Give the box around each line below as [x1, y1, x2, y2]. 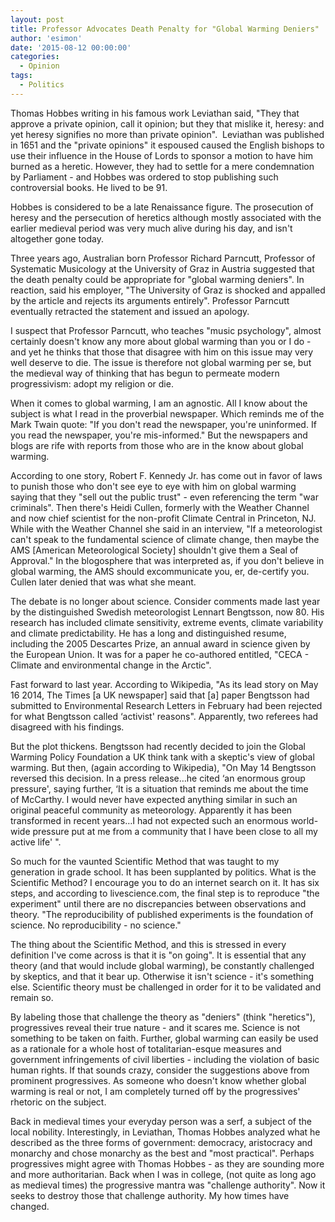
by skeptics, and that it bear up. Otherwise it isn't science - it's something [10, 970, 315, 982]
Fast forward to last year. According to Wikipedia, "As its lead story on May [10, 678, 319, 690]
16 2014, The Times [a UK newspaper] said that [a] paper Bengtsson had [10, 689, 310, 701]
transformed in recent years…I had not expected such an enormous [10, 814, 289, 826]
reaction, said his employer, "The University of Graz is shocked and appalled [10, 284, 326, 296]
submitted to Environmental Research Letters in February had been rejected [10, 699, 323, 711]
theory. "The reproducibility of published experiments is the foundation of [10, 908, 314, 920]
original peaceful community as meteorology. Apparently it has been [10, 804, 293, 816]
